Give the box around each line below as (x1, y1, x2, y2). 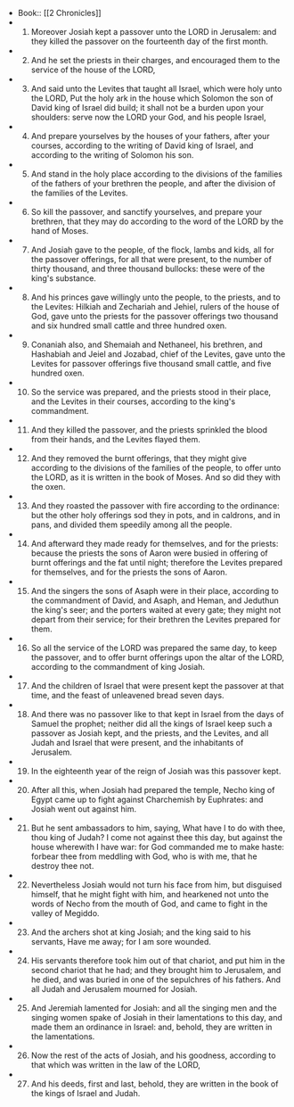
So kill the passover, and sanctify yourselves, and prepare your (30, 207, 263, 217)
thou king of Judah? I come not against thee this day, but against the (30, 832, 283, 842)
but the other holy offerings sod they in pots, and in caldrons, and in (30, 510, 281, 520)
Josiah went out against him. (30, 804, 137, 814)
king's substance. (30, 273, 96, 284)
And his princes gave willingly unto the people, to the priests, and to (30, 292, 281, 302)
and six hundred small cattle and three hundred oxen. (30, 320, 227, 331)
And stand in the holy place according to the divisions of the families (30, 169, 283, 179)
